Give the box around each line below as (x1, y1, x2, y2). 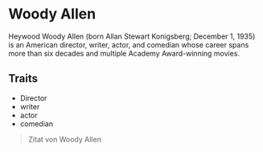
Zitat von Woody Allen (27, 134, 102, 144)
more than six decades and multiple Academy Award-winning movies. (8, 48, 240, 58)
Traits (8, 72, 39, 85)
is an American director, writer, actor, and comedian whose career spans (8, 39, 249, 49)
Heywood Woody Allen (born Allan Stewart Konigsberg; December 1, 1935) (8, 31, 256, 41)
